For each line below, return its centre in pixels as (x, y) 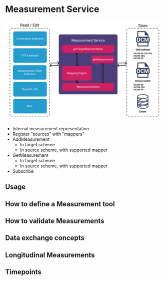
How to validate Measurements (55, 221)
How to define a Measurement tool (60, 204)
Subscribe (23, 171)
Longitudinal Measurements (50, 255)
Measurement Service (52, 9)
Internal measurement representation (50, 128)
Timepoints (23, 272)
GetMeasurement (30, 155)
